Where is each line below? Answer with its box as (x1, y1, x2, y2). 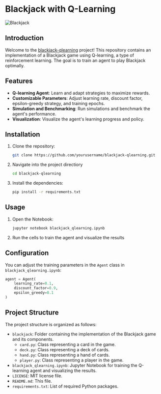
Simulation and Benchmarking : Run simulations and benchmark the (12, 106, 151, 112)
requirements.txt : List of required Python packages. (12, 383, 119, 389)
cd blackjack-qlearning (12, 171, 61, 176)
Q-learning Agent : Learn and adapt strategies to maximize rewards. (12, 90, 150, 96)
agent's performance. (12, 111, 56, 116)
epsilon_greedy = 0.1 (14, 290, 54, 295)
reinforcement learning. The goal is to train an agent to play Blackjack (5, 57, 146, 63)
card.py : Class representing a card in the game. (19, 341, 116, 347)
